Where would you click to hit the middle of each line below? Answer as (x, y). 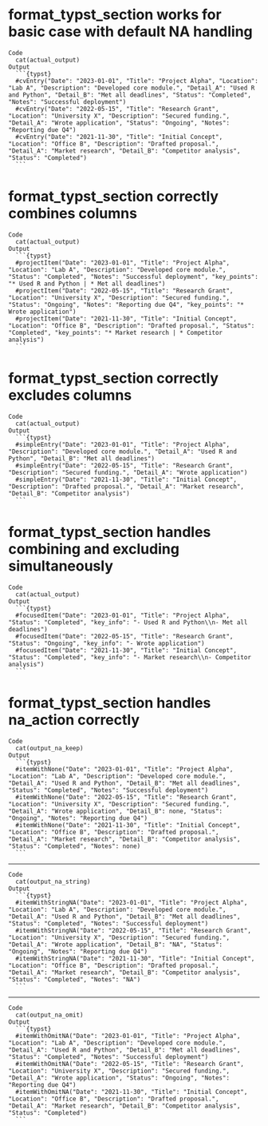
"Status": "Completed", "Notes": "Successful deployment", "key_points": (134, 277)
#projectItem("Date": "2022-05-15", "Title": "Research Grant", (124, 290)
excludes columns (70, 395)
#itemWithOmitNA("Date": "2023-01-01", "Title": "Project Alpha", (128, 1036)
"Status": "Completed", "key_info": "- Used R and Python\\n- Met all (128, 622)
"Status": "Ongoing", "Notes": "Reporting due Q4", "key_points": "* (126, 304)
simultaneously (61, 566)
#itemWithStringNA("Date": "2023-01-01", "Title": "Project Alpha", (132, 902)
